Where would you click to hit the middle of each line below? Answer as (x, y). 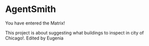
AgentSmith (31, 9)
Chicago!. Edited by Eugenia (34, 38)
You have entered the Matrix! (35, 23)
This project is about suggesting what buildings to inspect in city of (74, 32)
